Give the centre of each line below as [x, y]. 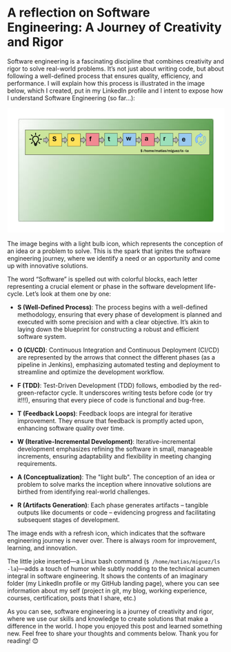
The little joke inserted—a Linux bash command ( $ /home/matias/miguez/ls [114, 561]
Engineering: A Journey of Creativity [114, 27]
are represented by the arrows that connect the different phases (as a [116, 357]
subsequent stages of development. [68, 520]
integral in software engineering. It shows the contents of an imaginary [108, 576]
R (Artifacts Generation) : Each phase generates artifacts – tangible [113, 505]
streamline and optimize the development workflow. [90, 372]
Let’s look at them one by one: [68, 294]
